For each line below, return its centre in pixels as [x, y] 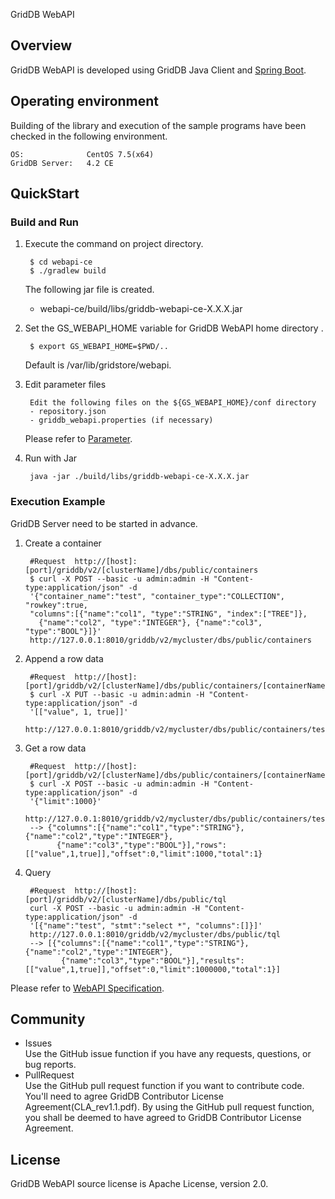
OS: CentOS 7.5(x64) [82, 154]
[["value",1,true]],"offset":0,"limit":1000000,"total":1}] [152, 969]
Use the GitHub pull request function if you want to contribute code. [164, 1086]
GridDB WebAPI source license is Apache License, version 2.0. [139, 1184]
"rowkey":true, [56, 605]
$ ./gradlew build [68, 271]
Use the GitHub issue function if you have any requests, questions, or [168, 1054]
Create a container [63, 543]
